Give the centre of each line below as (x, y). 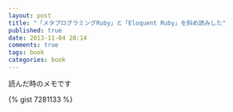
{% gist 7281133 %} (41, 99)
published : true (35, 30)
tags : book (26, 52)
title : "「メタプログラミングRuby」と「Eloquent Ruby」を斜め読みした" (117, 23)
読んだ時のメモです (40, 83)
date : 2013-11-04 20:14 (48, 38)
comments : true (34, 45)
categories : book (37, 60)
